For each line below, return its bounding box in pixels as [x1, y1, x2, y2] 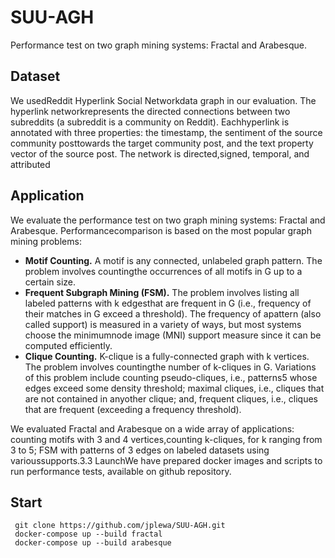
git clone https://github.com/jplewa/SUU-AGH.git [14, 521, 226, 531]
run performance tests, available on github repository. [10, 465, 232, 477]
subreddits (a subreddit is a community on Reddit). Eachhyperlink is [10, 116, 290, 128]
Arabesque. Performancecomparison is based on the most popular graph [10, 224, 312, 236]
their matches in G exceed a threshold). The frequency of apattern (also [24, 307, 322, 320]
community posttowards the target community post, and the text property [10, 137, 314, 149]
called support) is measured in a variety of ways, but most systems [24, 318, 302, 330]
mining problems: [10, 235, 82, 247]
